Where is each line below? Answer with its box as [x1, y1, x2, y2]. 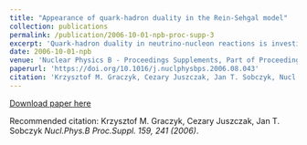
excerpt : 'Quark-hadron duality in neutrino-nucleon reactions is [9, 38, 268, 48]
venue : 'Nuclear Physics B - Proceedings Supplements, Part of [9, 56, 256, 65]
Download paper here [9, 98, 91, 109]
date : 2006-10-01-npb [9, 47, 92, 57]
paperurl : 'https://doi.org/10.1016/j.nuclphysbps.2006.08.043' [9, 65, 259, 74]
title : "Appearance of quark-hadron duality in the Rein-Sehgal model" [9, 13, 288, 23]
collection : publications [9, 22, 108, 31]
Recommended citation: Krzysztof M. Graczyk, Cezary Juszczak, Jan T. [9, 115, 281, 126]
